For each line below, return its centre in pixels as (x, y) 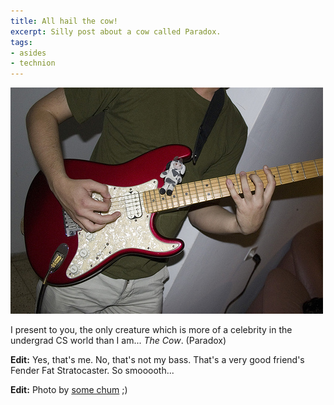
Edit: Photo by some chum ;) (69, 390)
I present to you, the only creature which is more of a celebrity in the (151, 330)
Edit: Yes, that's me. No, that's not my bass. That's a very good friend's (157, 360)
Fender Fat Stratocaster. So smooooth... (92, 371)
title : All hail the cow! (64, 21)
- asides (28, 53)
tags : (21, 42)
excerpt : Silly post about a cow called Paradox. (116, 31)
